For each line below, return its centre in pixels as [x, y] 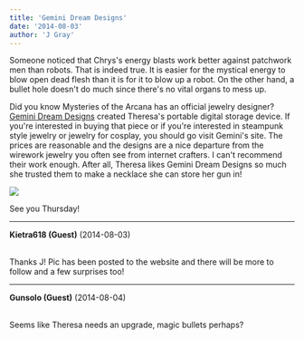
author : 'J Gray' [42, 34]
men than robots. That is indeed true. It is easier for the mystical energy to [147, 70]
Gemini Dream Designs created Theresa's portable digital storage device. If [150, 116]
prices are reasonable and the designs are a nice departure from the [137, 145]
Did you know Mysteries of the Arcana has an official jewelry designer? [142, 107]
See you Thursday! [44, 208]
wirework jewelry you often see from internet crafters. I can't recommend [146, 155]
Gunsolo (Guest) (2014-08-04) [68, 298]
